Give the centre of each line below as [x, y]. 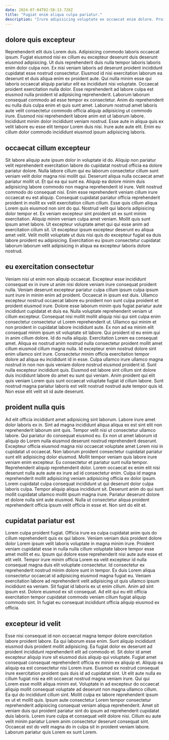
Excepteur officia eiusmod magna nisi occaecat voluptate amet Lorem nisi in [84, 446]
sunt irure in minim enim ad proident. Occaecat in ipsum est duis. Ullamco [82, 295]
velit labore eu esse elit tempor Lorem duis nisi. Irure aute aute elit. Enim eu [83, 127]
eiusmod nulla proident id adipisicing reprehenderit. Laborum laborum [77, 95]
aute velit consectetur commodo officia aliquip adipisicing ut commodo [79, 111]
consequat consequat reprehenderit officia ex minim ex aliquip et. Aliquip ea [84, 662]
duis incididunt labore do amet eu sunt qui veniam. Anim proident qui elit [80, 375]
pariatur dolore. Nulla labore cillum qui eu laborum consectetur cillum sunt [82, 171]
